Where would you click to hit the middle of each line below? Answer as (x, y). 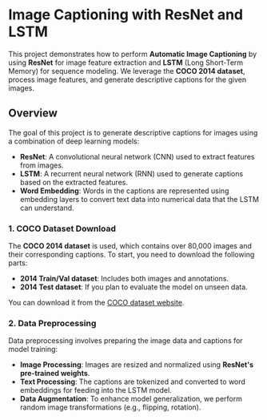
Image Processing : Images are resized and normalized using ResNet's (137, 365)
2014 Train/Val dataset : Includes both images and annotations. (124, 279)
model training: (33, 349)
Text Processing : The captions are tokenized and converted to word (133, 382)
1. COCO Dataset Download (62, 228)
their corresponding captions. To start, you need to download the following (132, 255)
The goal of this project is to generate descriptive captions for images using (133, 132)
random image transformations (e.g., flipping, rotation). (110, 407)
